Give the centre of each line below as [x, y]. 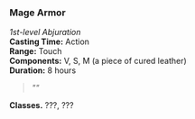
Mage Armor [37, 13]
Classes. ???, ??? [42, 105]
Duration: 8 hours [43, 70]
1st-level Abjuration [45, 32]
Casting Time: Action [50, 41]
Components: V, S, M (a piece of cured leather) [98, 61]
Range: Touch [36, 51]
